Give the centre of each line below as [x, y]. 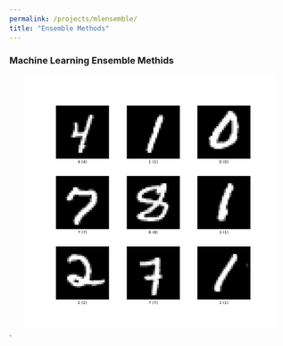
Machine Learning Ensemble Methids [92, 61]
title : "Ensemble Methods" [59, 28]
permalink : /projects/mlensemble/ [74, 19]
